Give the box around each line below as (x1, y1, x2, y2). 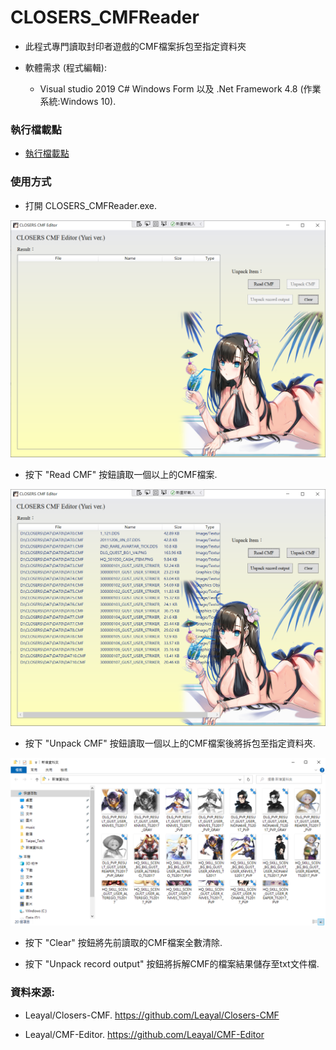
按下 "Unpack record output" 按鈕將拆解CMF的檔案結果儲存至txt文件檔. (24, 958, 320, 970)
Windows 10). (59, 95, 117, 107)
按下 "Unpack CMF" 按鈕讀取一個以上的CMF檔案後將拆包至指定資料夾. (24, 737, 316, 750)
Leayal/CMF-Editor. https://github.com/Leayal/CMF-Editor (24, 1028, 265, 1040)
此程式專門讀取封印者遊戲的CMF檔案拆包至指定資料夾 (24, 40, 247, 52)
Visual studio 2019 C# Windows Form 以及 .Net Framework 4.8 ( (39, 82, 304, 95)
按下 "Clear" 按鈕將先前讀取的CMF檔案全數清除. (24, 937, 223, 949)
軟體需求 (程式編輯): (24, 61, 107, 73)
